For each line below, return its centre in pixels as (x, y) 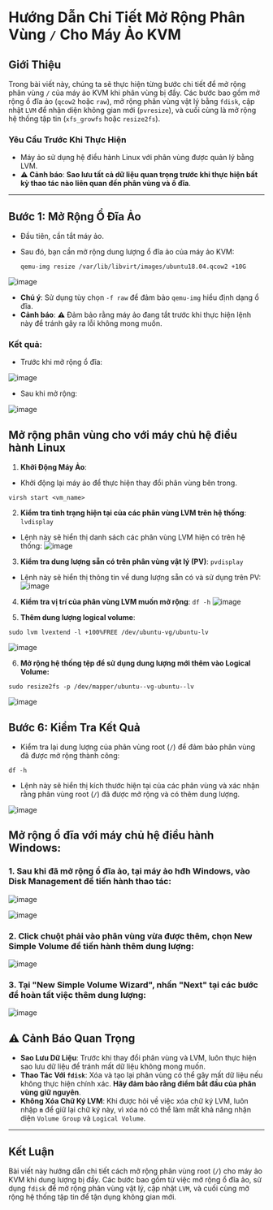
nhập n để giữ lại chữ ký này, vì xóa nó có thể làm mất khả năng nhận (136, 1110)
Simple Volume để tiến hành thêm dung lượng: (101, 946)
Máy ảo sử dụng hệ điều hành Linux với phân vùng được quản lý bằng (137, 158)
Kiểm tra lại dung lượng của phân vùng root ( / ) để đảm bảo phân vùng (138, 747)
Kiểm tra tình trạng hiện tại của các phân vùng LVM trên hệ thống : (133, 513)
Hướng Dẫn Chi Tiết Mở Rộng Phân (127, 17)
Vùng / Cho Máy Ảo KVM (95, 35)
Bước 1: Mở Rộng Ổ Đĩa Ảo (75, 217)
